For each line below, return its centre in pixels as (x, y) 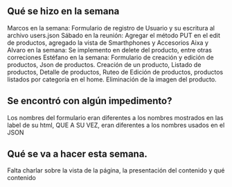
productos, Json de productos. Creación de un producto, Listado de (104, 64)
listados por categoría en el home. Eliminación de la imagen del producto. (112, 79)
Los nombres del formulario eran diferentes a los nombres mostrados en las (115, 117)
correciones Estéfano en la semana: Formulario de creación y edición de (110, 57)
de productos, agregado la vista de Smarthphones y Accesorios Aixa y (108, 42)
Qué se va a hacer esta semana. (77, 154)
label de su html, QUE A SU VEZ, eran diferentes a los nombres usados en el (116, 125)
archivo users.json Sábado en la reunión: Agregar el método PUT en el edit (114, 35)
